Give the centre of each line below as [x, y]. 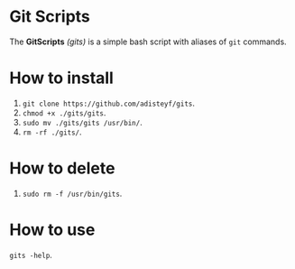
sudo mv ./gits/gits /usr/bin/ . [82, 122]
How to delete [62, 168]
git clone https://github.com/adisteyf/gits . [109, 103]
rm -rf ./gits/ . [52, 132]
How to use [52, 230]
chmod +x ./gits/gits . [64, 112]
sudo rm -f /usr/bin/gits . [72, 193]
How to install [62, 78]
